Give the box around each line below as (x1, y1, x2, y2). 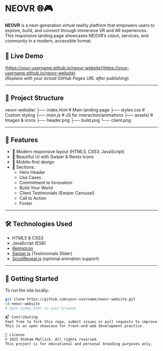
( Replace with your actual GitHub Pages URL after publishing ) (5, 75, 129, 81)
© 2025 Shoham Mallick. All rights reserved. (5, 337, 98, 342)
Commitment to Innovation (19, 180, 73, 185)
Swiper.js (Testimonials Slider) (12, 251, 73, 257)
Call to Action (19, 195, 47, 201)
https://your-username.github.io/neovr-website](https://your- (6, 65, 130, 71)
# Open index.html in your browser (5, 306, 77, 311)
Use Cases (19, 175, 41, 181)
